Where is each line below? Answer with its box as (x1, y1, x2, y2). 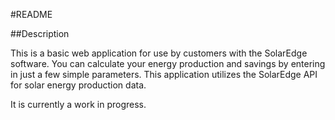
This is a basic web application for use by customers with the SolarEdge (10, 47, 308, 59)
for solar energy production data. (10, 79, 147, 91)
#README (10, 9, 53, 20)
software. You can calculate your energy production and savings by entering (10, 58, 326, 69)
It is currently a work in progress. (10, 99, 147, 110)
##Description (10, 28, 70, 39)
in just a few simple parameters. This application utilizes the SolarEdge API (10, 69, 318, 80)
